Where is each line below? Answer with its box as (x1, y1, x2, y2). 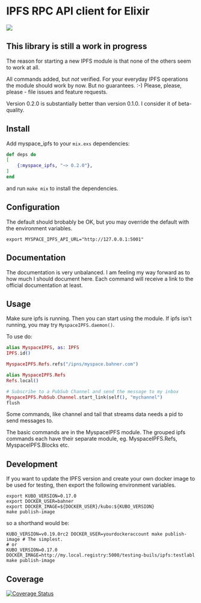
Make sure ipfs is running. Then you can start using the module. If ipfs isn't (6, 315, 192, 322)
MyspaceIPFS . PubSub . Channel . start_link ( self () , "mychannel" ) (6, 394, 163, 400)
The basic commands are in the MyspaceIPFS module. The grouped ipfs (6, 429, 186, 436)
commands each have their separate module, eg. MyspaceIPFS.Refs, (6, 435, 178, 443)
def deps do (6, 151, 36, 157)
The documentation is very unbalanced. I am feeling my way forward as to (6, 268, 191, 276)
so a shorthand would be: (6, 520, 70, 527)
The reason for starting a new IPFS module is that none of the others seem (6, 57, 191, 65)
